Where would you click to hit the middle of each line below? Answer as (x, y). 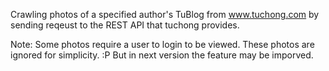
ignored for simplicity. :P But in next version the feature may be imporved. (162, 55)
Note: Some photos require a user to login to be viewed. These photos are (162, 44)
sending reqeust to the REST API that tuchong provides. (125, 25)
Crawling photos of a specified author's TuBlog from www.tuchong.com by (165, 14)
